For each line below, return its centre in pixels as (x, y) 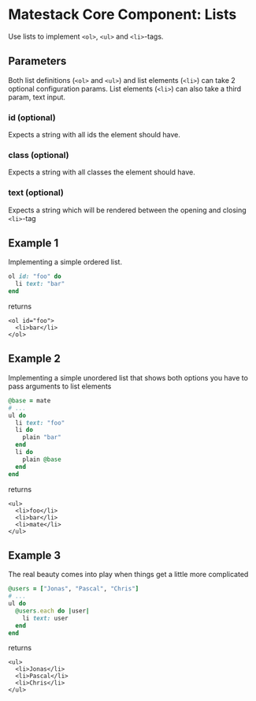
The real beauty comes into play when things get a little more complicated (128, 575)
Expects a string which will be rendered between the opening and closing (127, 210)
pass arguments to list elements (60, 386)
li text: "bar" (40, 284)
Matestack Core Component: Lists (122, 15)
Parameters (37, 61)
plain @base (42, 459)
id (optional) (32, 118)
